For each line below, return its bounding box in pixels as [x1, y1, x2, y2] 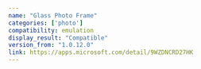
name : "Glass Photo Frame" [8, 11, 98, 20]
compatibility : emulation [8, 26, 94, 34]
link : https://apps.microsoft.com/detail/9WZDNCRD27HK [8, 48, 194, 56]
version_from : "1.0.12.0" [8, 41, 94, 49]
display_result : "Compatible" [8, 33, 109, 42]
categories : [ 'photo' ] [8, 19, 83, 27]
